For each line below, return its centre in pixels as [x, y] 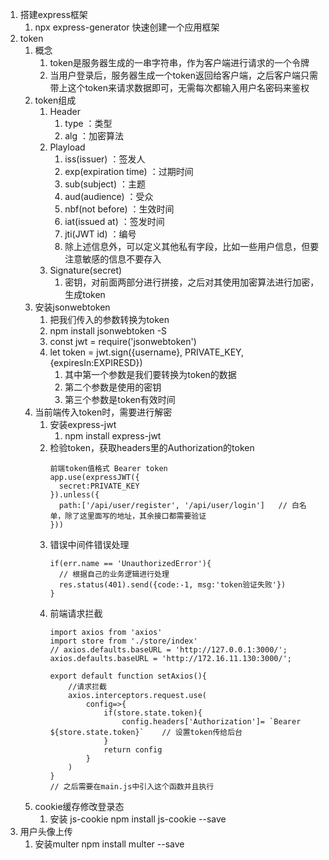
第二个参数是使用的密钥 [113, 387]
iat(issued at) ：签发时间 [114, 221]
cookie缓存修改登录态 [79, 806]
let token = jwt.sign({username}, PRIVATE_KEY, [147, 352]
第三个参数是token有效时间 [120, 399]
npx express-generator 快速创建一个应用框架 [127, 27]
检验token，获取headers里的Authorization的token [152, 447]
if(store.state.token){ [153, 713]
